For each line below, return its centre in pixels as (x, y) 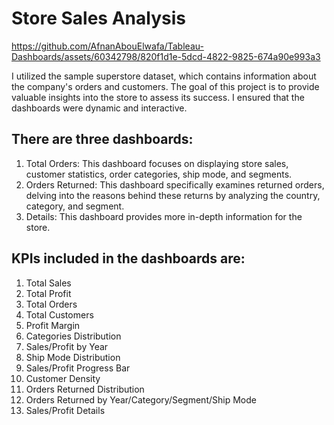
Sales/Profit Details (65, 410)
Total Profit (48, 293)
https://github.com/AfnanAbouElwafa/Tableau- (107, 46)
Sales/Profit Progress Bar (78, 368)
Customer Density (63, 378)
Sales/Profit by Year (67, 346)
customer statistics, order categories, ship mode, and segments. (159, 174)
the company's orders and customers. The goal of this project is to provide (165, 86)
